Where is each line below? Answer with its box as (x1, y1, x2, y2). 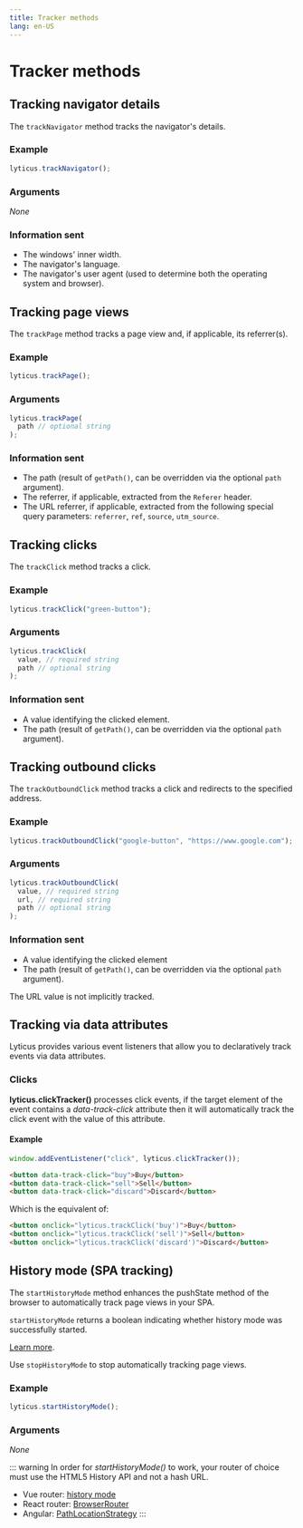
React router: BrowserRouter (22, 1499, 129, 1510)
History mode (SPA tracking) (9, 1263, 174, 1279)
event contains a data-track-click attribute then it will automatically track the (9, 1103, 295, 1115)
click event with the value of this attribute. (9, 1113, 166, 1124)
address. (9, 793, 43, 804)
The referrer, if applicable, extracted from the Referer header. (22, 491, 252, 503)
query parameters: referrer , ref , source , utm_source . (22, 511, 220, 522)
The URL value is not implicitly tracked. (9, 991, 156, 1001)
